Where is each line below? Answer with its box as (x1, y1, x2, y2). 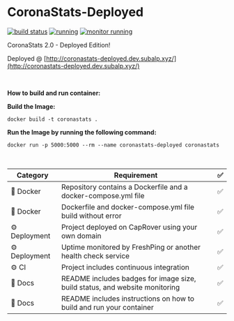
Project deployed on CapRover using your (61, 222, 198, 232)
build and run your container (61, 302, 155, 312)
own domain (61, 231, 102, 241)
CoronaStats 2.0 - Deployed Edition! (7, 40, 111, 49)
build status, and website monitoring (61, 282, 180, 292)
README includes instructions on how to (61, 294, 195, 304)
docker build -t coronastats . (7, 116, 98, 123)
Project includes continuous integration (61, 262, 189, 272)
